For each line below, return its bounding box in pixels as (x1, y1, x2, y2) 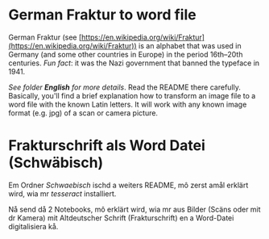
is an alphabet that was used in (138, 40, 242, 50)
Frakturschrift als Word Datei (8, 136, 205, 155)
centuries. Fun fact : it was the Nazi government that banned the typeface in (8, 58, 260, 68)
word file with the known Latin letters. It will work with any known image (8, 99, 247, 109)
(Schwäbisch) (8, 153, 104, 172)
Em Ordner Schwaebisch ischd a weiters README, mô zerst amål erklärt (8, 180, 249, 190)
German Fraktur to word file (8, 6, 197, 24)
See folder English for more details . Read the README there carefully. (8, 82, 242, 92)
